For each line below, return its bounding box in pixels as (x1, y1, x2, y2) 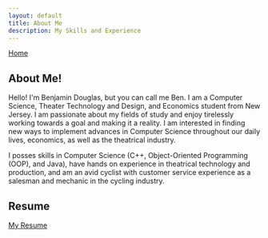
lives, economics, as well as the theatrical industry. (8, 135, 176, 145)
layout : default (8, 11, 62, 20)
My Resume (8, 220, 48, 230)
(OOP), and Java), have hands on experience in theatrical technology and (8, 159, 250, 169)
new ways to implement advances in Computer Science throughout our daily (8, 127, 261, 137)
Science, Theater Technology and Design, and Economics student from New (8, 101, 261, 111)
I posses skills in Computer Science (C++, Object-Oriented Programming (8, 151, 248, 161)
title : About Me (8, 19, 62, 27)
